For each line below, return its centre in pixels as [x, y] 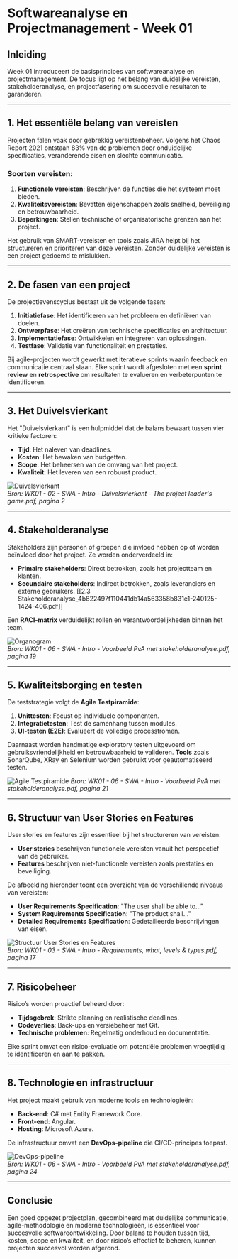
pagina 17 [22, 958]
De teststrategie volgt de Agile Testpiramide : [73, 702]
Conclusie [30, 1200]
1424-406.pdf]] [40, 606]
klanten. [29, 576]
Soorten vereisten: [40, 173]
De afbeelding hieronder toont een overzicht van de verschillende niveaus [115, 885]
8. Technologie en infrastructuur [80, 1083]
